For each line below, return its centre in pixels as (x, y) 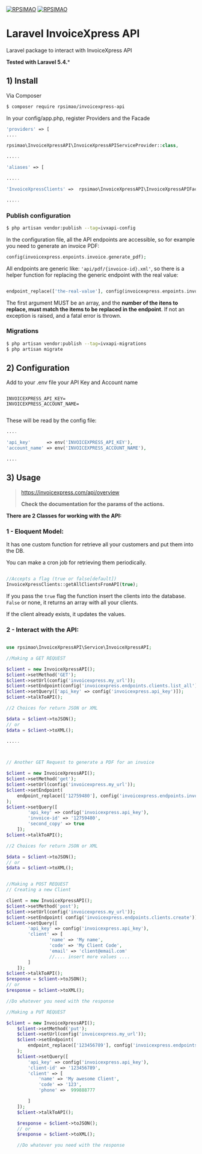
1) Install (22, 81)
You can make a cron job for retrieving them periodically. (76, 563)
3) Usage (23, 478)
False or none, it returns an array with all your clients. (72, 602)
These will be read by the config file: (51, 421)
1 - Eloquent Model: (35, 531)
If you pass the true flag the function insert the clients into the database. (96, 596)
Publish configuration (38, 215)
